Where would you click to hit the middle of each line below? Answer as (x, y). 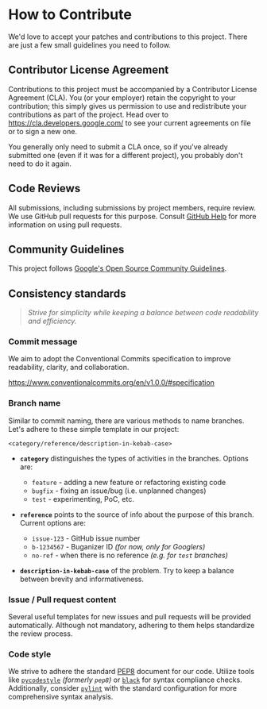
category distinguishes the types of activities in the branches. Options (134, 458)
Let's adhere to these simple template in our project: (94, 429)
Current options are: (52, 522)
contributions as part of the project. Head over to (89, 114)
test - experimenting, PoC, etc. (83, 499)
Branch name (35, 403)
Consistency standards (67, 293)
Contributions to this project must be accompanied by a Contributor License (133, 89)
